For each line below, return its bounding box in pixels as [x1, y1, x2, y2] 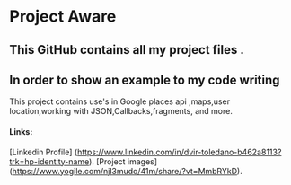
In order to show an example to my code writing [9, 72, 280, 87]
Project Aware [9, 6, 117, 27]
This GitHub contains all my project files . [9, 42, 244, 57]
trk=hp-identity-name [9, 155, 90, 167]
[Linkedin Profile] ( [9, 146, 78, 157]
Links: [9, 126, 33, 137]
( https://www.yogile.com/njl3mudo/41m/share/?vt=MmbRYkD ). [9, 165, 242, 176]
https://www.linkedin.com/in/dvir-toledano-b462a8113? [76, 146, 282, 157]
